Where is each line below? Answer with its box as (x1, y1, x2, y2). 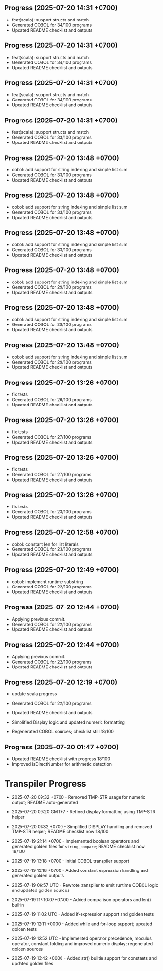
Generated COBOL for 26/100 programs (11, 396, 92, 402)
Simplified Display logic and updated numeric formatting (11, 719, 125, 725)
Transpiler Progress (4, 778, 86, 789)
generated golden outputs (11, 873, 64, 879)
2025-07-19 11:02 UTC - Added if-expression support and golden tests (11, 911, 154, 917)
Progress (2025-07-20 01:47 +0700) (4, 743, 119, 751)
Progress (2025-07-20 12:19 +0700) (4, 678, 118, 687)
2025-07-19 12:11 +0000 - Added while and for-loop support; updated (11, 921, 152, 927)
